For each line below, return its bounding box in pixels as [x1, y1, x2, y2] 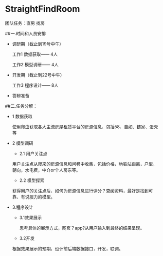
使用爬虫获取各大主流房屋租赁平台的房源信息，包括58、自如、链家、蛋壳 [12, 123, 158, 130]
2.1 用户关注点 [19, 150, 48, 157]
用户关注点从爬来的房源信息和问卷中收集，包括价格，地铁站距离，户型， [12, 161, 157, 167]
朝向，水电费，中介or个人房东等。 [12, 167, 81, 173]
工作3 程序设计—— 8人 [12, 82, 58, 88]
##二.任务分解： [5, 103, 37, 109]
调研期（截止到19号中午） [12, 40, 64, 47]
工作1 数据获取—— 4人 [12, 51, 58, 57]
